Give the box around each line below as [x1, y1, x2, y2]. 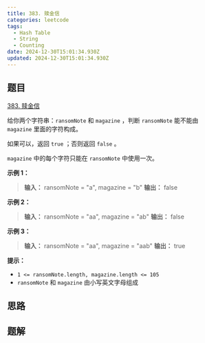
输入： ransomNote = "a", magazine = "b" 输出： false [23, 183, 177, 191]
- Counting [13, 42, 45, 49]
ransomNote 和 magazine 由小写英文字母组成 [17, 278, 139, 286]
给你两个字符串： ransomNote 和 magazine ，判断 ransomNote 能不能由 [7, 116, 199, 124]
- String [13, 36, 39, 43]
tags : [7, 23, 23, 30]
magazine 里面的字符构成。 [7, 124, 83, 133]
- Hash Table [13, 29, 51, 36]
